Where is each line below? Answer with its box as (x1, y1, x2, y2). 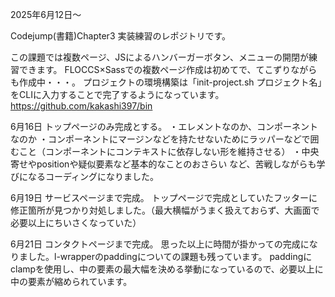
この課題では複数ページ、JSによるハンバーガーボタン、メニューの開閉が (10, 51, 310, 63)
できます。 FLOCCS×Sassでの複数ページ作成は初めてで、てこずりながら (18, 64, 318, 75)
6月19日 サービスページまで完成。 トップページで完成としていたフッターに (10, 192, 318, 203)
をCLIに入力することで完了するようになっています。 (10, 89, 225, 100)
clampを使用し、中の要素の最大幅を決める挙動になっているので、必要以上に (10, 263, 324, 275)
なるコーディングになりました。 (27, 171, 160, 182)
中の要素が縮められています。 (10, 276, 133, 287)
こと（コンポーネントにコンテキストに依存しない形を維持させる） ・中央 (18, 146, 320, 157)
